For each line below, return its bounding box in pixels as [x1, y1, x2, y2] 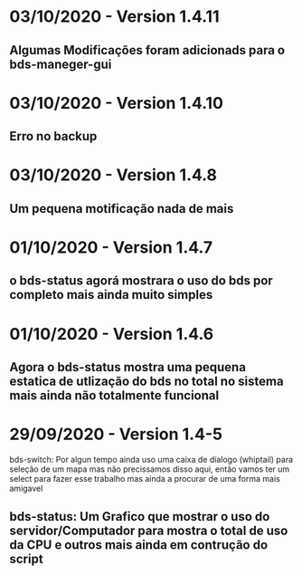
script [9, 551, 43, 567]
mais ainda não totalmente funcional [9, 388, 220, 403]
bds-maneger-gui [9, 56, 112, 72]
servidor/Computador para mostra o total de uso [9, 523, 288, 539]
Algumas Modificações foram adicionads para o [9, 43, 286, 58]
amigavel [9, 483, 43, 494]
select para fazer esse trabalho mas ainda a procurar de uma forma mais [9, 473, 280, 484]
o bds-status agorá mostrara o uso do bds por [9, 273, 273, 289]
